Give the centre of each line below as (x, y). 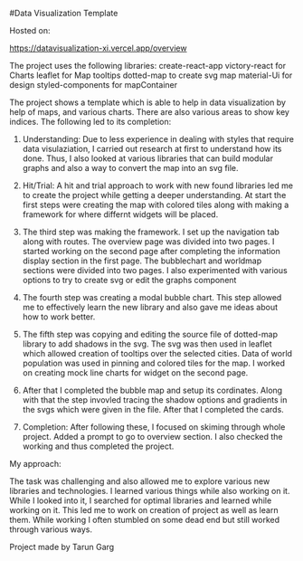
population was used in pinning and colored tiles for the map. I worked (153, 363)
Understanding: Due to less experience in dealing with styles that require (158, 139)
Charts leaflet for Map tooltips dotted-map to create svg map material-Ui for (151, 75)
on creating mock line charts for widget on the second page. (135, 373)
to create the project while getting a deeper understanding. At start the (154, 195)
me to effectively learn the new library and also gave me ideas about (150, 307)
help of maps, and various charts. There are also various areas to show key (149, 112)
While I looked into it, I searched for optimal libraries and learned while (141, 500)
